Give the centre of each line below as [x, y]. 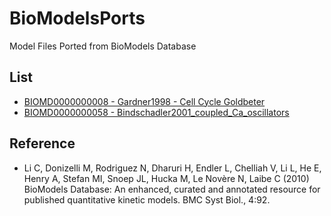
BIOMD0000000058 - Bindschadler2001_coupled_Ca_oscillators [156, 112]
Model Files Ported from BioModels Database [103, 46]
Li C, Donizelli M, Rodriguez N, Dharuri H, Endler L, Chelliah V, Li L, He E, [172, 168]
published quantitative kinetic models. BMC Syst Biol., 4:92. [147, 199]
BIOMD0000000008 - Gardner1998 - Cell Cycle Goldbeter [144, 101]
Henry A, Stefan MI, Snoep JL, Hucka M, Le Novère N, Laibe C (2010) [166, 178]
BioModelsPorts [77, 18]
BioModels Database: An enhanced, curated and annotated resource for [172, 189]
